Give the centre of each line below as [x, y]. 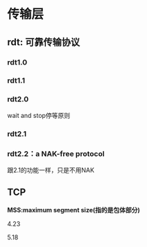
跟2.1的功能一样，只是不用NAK [51, 170]
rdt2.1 [17, 134]
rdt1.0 [17, 62]
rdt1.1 [16, 80]
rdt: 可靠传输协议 [44, 42]
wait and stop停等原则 [39, 115]
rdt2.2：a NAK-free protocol [56, 153]
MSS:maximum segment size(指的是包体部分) [74, 210]
